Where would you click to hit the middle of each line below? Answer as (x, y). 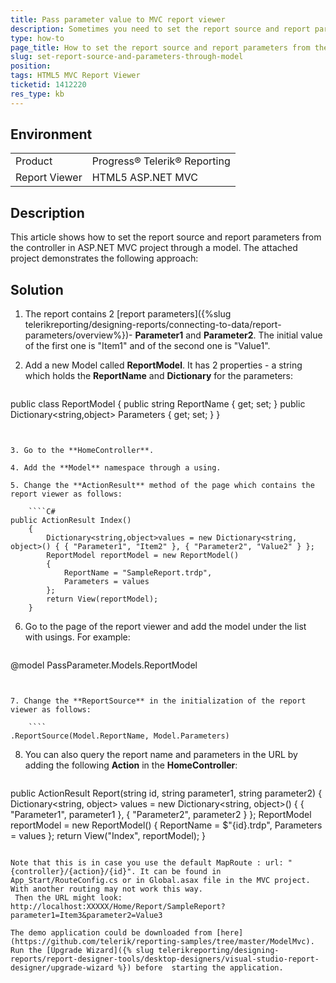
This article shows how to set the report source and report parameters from (166, 237)
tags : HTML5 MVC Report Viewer (75, 76)
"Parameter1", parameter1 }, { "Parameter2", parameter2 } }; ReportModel (161, 815)
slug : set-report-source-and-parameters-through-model (127, 57)
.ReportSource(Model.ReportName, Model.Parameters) (120, 736)
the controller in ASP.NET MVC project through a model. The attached (154, 248)
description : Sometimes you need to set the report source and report (160, 29)
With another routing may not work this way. (106, 889)
